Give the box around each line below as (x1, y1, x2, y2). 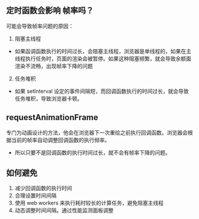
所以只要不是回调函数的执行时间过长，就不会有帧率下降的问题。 (14, 149, 171, 156)
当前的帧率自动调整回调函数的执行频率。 (11, 136, 110, 143)
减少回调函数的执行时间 (14, 185, 72, 192)
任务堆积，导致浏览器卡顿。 (14, 95, 83, 102)
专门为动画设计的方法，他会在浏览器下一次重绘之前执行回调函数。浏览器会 (6, 129, 188, 136)
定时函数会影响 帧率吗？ (6, 5, 94, 16)
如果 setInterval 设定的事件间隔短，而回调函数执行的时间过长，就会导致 (14, 88, 189, 95)
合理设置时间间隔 (14, 192, 57, 199)
